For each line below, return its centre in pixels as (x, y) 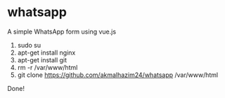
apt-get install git (42, 59)
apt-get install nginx (46, 52)
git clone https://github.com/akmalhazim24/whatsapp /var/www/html (118, 75)
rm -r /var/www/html (47, 67)
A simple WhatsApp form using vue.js (62, 31)
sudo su (29, 45)
